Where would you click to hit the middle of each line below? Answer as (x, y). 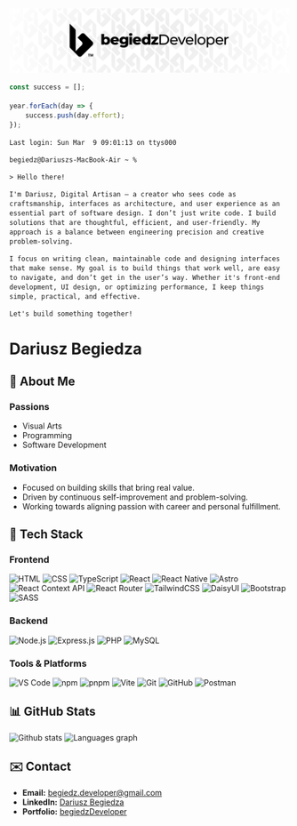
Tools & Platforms (48, 663)
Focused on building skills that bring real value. (108, 487)
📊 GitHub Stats (52, 712)
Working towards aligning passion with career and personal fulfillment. (152, 506)
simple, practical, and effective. (75, 296)
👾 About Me (42, 382)
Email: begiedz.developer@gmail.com (92, 792)
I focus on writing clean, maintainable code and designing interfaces (144, 259)
